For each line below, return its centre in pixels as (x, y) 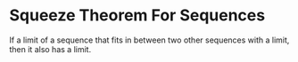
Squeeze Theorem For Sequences (137, 15)
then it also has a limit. (50, 49)
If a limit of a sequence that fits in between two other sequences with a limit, (149, 40)
